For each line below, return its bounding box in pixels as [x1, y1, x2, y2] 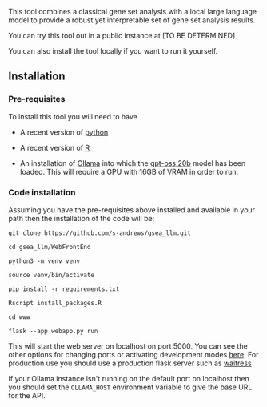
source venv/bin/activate [8, 271, 94, 279]
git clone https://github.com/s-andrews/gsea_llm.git [8, 228, 192, 237]
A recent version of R [19, 143, 90, 152]
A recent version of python [19, 127, 109, 137]
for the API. [8, 390, 46, 400]
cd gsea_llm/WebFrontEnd [8, 243, 91, 251]
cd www [8, 312, 30, 321]
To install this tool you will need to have [8, 111, 138, 121]
